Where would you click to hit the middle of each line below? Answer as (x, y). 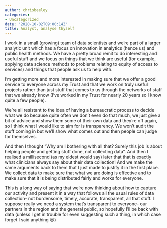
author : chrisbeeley (27, 10)
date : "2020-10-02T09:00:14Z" (37, 24)
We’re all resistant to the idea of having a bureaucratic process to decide (80, 110)
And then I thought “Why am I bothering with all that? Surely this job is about (83, 146)
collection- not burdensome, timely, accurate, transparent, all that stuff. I (80, 199)
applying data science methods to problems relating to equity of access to (82, 64)
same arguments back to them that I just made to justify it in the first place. (82, 168)
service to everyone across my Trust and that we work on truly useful (77, 84)
